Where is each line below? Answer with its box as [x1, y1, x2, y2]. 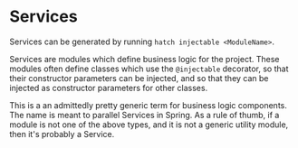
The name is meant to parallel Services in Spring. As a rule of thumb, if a [9, 109, 280, 120]
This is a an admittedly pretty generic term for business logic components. [9, 99, 287, 110]
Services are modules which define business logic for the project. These [9, 53, 280, 64]
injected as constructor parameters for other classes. [9, 82, 208, 93]
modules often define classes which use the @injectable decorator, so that [9, 63, 289, 74]
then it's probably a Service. [9, 128, 115, 139]
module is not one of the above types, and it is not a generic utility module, [9, 119, 289, 130]
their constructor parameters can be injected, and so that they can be [9, 72, 269, 83]
